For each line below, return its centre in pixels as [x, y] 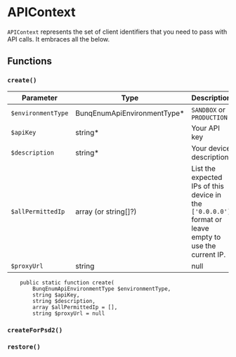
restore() [24, 347]
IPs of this [208, 186]
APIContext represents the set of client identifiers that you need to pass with [117, 32]
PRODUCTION [210, 117]
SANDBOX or [209, 110]
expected [207, 177]
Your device [211, 148]
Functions [30, 61]
